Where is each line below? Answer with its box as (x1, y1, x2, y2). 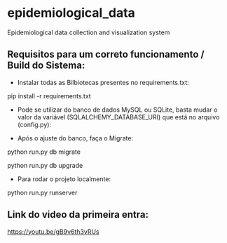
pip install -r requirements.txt (7, 91, 91, 100)
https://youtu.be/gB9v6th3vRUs (7, 227, 99, 236)
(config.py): (17, 120, 51, 129)
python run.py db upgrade (7, 161, 83, 169)
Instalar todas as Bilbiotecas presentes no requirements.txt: (17, 78, 189, 86)
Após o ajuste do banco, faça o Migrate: (17, 133, 134, 142)
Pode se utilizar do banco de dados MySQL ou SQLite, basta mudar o (17, 105, 218, 114)
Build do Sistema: (7, 60, 85, 72)
